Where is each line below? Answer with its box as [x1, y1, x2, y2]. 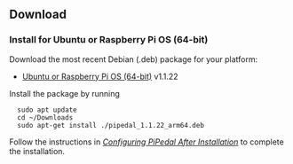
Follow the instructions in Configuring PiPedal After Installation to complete [9, 137, 284, 147]
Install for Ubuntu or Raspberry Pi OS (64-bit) [9, 34, 209, 46]
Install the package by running [9, 88, 120, 98]
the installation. [9, 145, 65, 156]
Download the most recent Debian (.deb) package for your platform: [9, 53, 258, 65]
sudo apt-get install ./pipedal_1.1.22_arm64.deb [17, 121, 204, 129]
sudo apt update [17, 105, 77, 114]
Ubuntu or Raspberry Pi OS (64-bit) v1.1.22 [21, 71, 178, 82]
